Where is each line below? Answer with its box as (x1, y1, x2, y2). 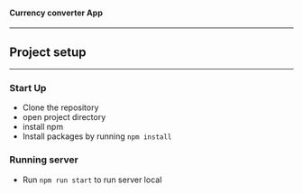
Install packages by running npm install (22, 131, 172, 142)
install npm (22, 122, 64, 133)
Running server (9, 153, 78, 166)
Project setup (9, 44, 87, 60)
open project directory (22, 112, 106, 123)
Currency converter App (9, 7, 104, 18)
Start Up (9, 81, 47, 94)
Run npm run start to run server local (22, 174, 162, 185)
